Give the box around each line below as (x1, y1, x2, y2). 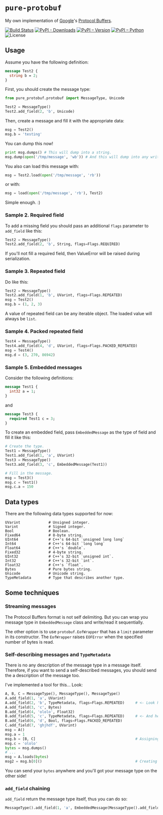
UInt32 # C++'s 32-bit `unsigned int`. (5, 554, 114, 559)
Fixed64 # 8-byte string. (5, 533, 83, 538)
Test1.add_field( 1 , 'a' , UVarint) (5, 453, 75, 458)
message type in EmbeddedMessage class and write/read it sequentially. (5, 619, 144, 625)
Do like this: (5, 279, 29, 285)
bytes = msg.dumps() (5, 746, 47, 750)
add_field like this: (5, 228, 43, 234)
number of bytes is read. (5, 639, 54, 645)
